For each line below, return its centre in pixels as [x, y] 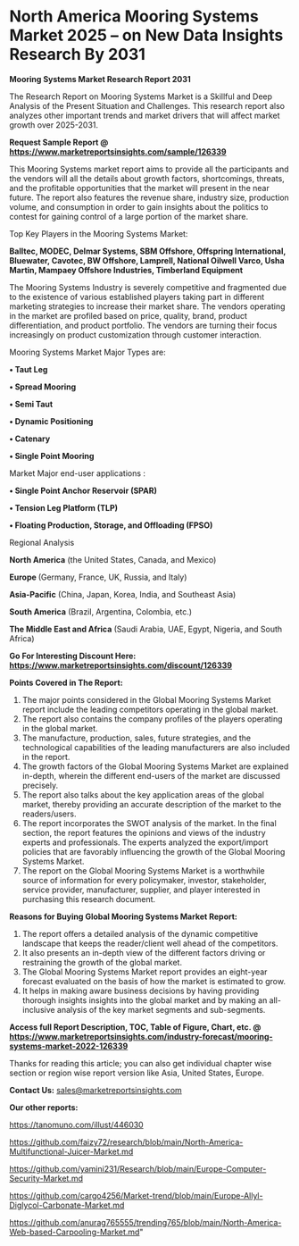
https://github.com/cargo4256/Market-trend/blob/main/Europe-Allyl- [136, 1195]
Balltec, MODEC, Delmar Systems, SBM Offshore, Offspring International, [148, 251]
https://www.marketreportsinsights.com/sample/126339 [118, 151]
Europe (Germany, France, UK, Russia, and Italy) [98, 577]
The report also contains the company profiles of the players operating [152, 719]
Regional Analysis [42, 542]
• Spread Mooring [43, 387]
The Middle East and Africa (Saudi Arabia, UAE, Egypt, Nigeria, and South [146, 629]
